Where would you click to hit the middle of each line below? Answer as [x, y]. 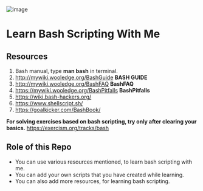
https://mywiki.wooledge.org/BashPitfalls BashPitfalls [82, 90]
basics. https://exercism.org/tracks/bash [58, 128]
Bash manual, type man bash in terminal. [67, 71]
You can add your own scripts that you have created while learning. [99, 175]
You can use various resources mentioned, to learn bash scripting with [104, 162]
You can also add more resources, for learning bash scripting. [92, 181]
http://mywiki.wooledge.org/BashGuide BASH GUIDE [81, 77]
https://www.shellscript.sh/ [49, 103]
